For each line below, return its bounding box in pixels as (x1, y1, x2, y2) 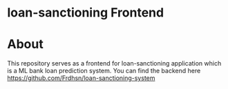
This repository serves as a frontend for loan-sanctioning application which (7, 59, 222, 68)
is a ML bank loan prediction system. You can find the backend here (7, 67, 201, 75)
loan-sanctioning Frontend (7, 5, 164, 21)
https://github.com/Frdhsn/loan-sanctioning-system (7, 74, 155, 82)
